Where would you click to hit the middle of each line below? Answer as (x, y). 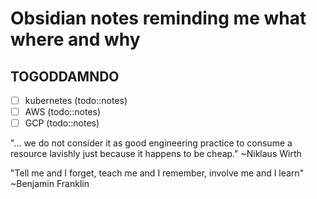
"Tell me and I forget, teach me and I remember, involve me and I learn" (157, 173)
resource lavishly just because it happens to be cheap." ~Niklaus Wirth (156, 154)
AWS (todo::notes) (63, 112)
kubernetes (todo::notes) (76, 100)
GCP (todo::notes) (62, 123)
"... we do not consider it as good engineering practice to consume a (151, 143)
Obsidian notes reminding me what (158, 18)
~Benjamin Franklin (50, 184)
